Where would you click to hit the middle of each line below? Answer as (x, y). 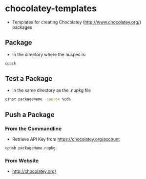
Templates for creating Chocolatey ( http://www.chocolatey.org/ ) (77, 22)
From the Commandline (33, 129)
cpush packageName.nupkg (30, 148)
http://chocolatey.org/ (34, 171)
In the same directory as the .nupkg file (52, 90)
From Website (22, 160)
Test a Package (29, 79)
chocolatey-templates (51, 9)
